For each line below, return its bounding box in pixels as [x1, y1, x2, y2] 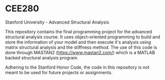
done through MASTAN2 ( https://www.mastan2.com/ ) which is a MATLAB [5, 50, 155, 55]
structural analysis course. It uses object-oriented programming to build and [5, 34, 161, 40]
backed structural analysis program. [5, 54, 79, 60]
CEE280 [5, 3, 40, 14]
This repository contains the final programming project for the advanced [5, 28, 152, 34]
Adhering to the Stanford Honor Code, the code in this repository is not [5, 64, 150, 70]
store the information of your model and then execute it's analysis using [5, 39, 151, 45]
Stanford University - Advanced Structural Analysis [5, 19, 110, 25]
